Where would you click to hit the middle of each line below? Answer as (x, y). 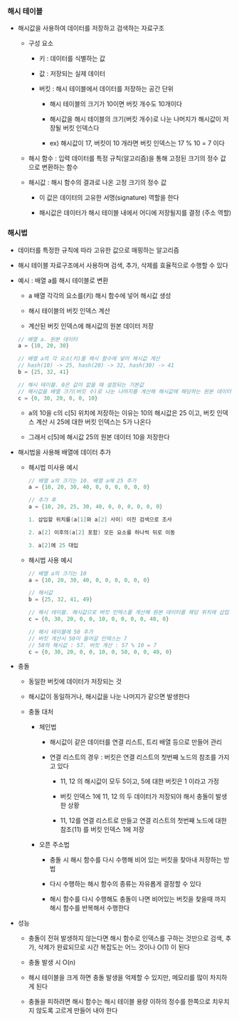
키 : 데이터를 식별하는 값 (72, 59)
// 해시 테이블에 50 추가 (61, 632)
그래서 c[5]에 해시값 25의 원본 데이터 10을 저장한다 (99, 437)
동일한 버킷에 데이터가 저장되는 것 (75, 681)
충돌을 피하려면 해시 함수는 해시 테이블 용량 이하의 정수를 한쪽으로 (119, 1002)
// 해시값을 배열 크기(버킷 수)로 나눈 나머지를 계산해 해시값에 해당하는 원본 (116, 391)
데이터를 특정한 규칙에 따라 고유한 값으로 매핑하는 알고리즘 (99, 250)
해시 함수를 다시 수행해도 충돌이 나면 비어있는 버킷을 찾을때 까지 (138, 899)
